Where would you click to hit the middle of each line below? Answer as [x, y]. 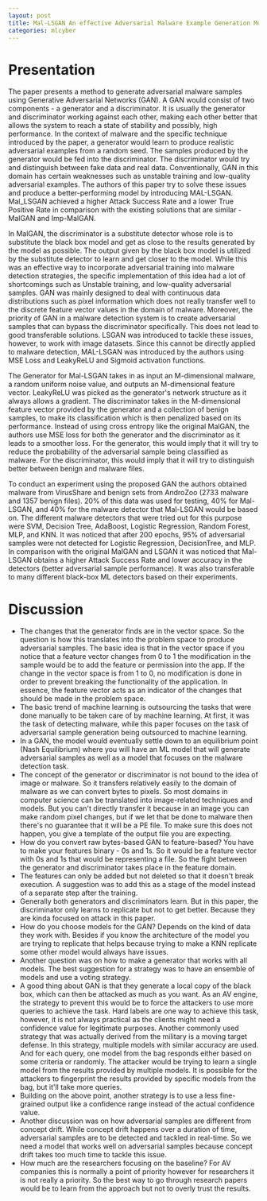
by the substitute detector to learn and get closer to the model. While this [128, 259]
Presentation [52, 70]
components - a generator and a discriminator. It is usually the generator [127, 109]
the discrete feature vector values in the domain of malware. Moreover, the [130, 310]
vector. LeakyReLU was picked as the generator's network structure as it [128, 393]
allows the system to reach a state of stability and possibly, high [113, 126]
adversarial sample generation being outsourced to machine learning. [133, 733]
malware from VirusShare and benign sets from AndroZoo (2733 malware [128, 493]
